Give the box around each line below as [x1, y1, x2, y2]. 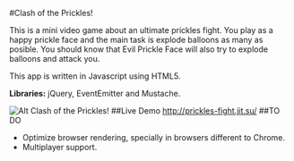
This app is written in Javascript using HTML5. [9, 71, 181, 81]
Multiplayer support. [22, 142, 98, 152]
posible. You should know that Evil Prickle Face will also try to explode [9, 44, 269, 55]
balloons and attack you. [9, 54, 100, 64]
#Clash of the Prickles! [9, 8, 93, 18]
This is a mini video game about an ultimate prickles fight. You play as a [9, 25, 273, 35]
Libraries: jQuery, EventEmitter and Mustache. [9, 89, 181, 98]
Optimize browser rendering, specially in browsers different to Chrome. [22, 132, 285, 142]
